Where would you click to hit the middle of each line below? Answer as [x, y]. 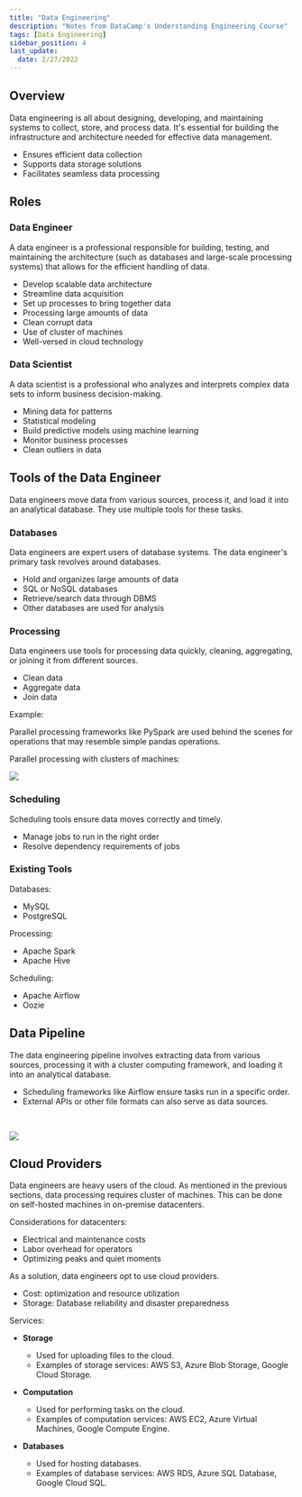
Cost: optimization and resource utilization [101, 1293]
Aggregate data [51, 688]
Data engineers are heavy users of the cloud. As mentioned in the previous [148, 1185]
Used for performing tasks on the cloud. [110, 1410]
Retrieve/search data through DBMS [89, 598]
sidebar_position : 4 [48, 43]
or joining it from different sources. [74, 661]
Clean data [42, 678]
